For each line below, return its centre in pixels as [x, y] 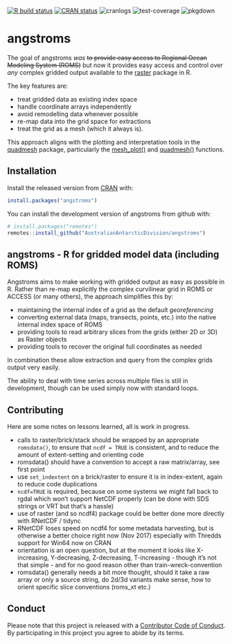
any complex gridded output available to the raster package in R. [99, 72]
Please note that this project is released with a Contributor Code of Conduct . [116, 625]
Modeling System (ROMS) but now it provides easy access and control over [115, 65]
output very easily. [34, 367]
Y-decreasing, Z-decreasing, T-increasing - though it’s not [134, 558]
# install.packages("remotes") [52, 226]
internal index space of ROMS [60, 324]
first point [31, 469]
